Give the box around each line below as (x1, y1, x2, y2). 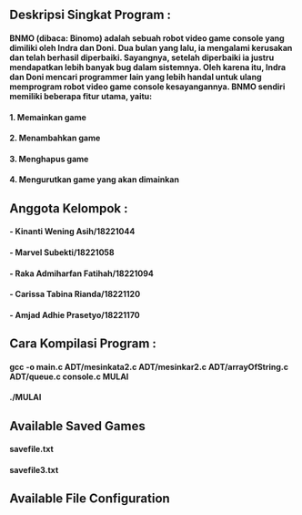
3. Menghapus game (9, 153, 89, 164)
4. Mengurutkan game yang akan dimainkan (9, 174, 180, 185)
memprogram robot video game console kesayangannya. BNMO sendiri (9, 81, 286, 92)
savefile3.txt (9, 464, 59, 475)
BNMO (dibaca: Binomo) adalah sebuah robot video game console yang (9, 32, 285, 44)
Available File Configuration (9, 491, 170, 507)
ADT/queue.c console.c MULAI (9, 371, 129, 382)
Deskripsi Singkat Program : (9, 7, 171, 23)
